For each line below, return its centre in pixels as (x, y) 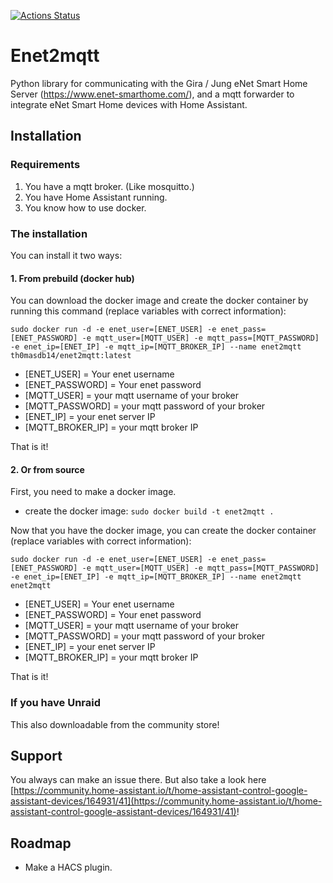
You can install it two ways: (66, 255)
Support (36, 756)
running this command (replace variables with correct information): (148, 311)
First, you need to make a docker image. (93, 492)
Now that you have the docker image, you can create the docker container (163, 531)
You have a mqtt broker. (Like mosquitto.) (109, 186)
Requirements (45, 165)
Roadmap (41, 843)
